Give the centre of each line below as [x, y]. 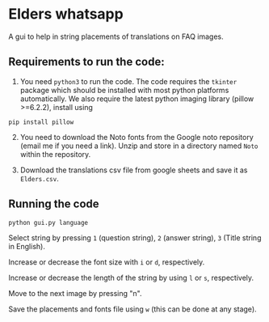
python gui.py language [48, 222]
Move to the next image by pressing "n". [75, 293]
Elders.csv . [39, 178]
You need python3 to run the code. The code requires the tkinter [128, 81]
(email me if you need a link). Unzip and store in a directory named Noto [139, 146]
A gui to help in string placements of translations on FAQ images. [116, 36]
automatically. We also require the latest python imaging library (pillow [137, 99]
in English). [27, 246]
